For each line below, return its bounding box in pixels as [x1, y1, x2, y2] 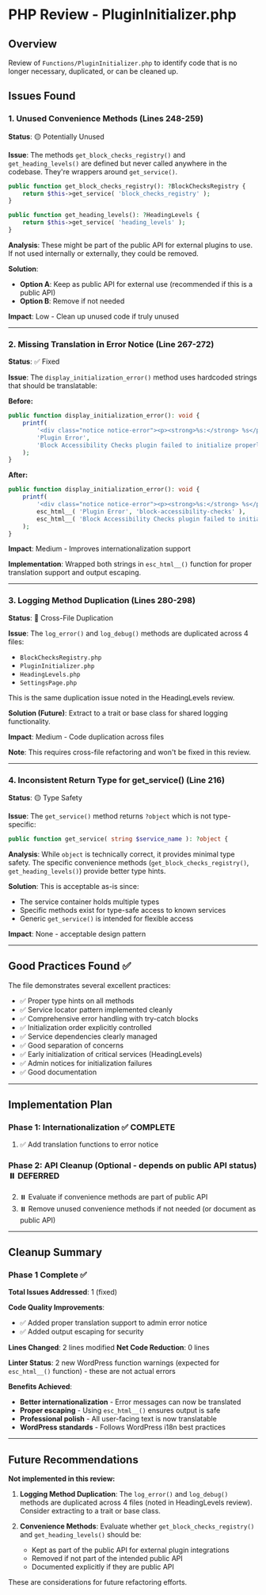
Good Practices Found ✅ [8, 960, 131, 973]
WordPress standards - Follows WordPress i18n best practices [19, 1422, 226, 1432]
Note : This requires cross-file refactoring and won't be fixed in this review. [8, 747, 251, 757]
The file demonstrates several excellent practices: [8, 980, 171, 990]
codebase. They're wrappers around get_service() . [8, 166, 178, 176]
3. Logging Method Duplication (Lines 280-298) [8, 595, 196, 606]
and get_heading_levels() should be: [19, 1530, 142, 1540]
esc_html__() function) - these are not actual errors [8, 1367, 176, 1376]
